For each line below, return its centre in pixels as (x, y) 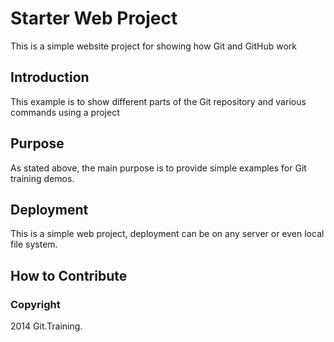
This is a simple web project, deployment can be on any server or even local (167, 234)
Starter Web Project (94, 18)
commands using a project (65, 112)
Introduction (50, 77)
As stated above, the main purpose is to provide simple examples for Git (158, 168)
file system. (34, 244)
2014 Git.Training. (46, 326)
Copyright (35, 304)
